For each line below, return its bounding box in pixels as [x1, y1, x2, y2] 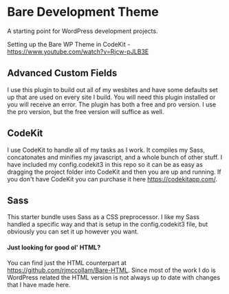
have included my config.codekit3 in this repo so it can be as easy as [7, 160, 203, 168]
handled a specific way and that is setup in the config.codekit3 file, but [7, 220, 208, 229]
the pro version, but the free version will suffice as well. [7, 107, 164, 115]
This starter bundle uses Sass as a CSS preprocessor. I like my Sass [7, 213, 200, 221]
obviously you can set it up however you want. [7, 227, 139, 236]
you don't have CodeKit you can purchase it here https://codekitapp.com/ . [7, 174, 218, 183]
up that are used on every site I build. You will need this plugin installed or [7, 93, 216, 101]
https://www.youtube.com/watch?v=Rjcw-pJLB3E [7, 47, 149, 56]
